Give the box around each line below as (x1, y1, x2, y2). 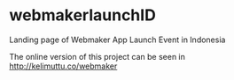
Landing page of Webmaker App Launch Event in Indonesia (9, 34, 226, 45)
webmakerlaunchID (9, 5, 157, 25)
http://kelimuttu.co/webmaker (9, 61, 118, 71)
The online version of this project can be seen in (9, 51, 186, 62)
